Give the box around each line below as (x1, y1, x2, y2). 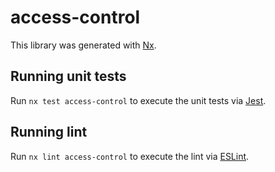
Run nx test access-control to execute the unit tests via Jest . (10, 94, 267, 106)
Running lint (10, 124, 88, 141)
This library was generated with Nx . (10, 39, 157, 51)
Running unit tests (10, 68, 127, 85)
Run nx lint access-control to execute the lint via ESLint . (10, 150, 250, 162)
